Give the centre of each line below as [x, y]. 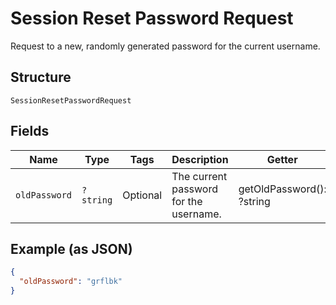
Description [200, 159]
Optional [142, 195]
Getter [282, 159]
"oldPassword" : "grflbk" [71, 282]
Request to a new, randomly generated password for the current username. [165, 46]
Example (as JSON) [71, 248]
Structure [41, 77]
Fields [30, 131]
